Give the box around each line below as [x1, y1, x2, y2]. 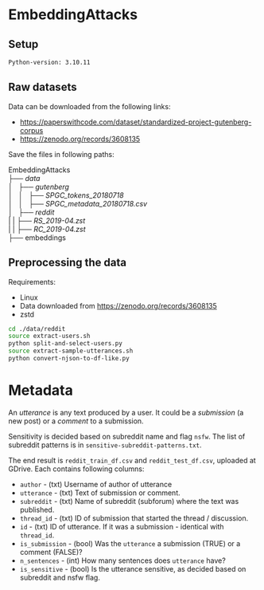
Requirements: [8, 277, 56, 286]
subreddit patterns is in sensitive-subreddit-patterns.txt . [8, 440, 202, 450]
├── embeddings [8, 233, 66, 242]
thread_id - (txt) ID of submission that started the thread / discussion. [19, 513, 249, 523]
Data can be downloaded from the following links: [8, 101, 171, 111]
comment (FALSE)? [19, 547, 83, 557]
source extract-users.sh [8, 332, 91, 340]
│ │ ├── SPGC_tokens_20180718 [8, 190, 125, 200]
